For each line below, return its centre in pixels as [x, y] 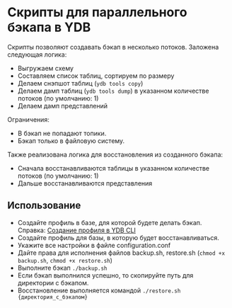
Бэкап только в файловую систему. [71, 141]
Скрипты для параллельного [97, 12]
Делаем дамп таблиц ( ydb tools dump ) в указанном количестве [113, 91]
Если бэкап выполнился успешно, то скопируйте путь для [105, 275]
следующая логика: [37, 55]
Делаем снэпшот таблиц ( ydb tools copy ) [80, 83]
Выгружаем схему [46, 68]
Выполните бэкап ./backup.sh [62, 268]
